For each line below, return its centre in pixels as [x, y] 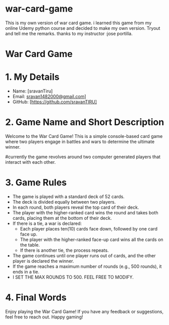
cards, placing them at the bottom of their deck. [62, 218]
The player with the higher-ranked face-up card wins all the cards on [92, 239]
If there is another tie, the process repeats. [64, 250]
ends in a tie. [26, 271]
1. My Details [32, 77]
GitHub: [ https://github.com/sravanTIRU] [55, 102]
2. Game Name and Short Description [85, 122]
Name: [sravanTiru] [33, 91]
